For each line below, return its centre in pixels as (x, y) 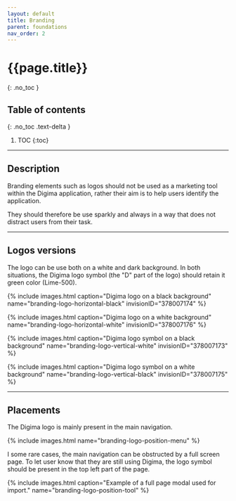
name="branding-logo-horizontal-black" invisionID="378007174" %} (107, 304)
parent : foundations (38, 27)
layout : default (31, 14)
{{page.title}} (47, 68)
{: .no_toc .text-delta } (39, 126)
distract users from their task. (50, 221)
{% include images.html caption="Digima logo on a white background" (110, 317)
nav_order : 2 (26, 33)
